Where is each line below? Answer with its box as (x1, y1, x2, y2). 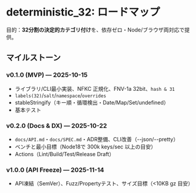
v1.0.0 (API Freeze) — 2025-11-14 (6, 166, 104, 174)
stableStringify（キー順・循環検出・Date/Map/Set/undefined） (14, 99, 169, 106)
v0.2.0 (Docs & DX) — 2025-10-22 (6, 121, 107, 129)
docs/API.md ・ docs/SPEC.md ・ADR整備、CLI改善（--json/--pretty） (14, 135, 179, 143)
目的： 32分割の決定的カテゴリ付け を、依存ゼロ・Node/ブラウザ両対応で (6, 26, 185, 33)
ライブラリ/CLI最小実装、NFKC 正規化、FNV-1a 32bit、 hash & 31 (14, 85, 175, 92)
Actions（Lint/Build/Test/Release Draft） (14, 150, 115, 157)
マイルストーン (6, 53, 61, 63)
